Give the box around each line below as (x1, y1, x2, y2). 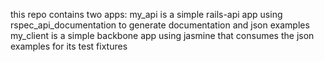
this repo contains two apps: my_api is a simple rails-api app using (10, 9, 283, 20)
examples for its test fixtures (10, 40, 128, 52)
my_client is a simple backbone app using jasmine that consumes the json (10, 30, 315, 41)
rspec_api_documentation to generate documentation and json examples (10, 19, 310, 31)
